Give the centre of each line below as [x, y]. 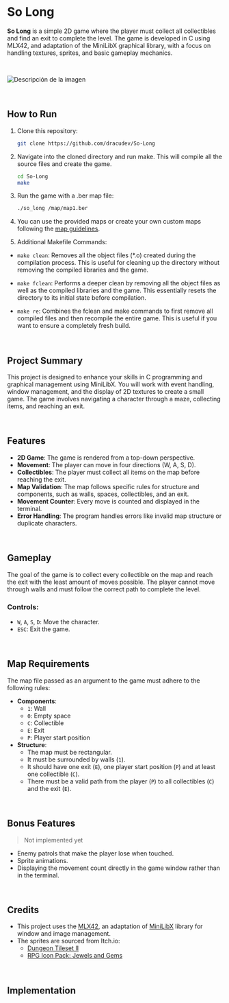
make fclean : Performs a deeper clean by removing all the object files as [119, 283]
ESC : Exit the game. [43, 629]
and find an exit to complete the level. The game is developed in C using [109, 38]
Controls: [23, 606]
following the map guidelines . [58, 229]
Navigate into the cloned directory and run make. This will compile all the [120, 156]
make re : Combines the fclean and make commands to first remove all [115, 311]
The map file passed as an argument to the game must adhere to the [104, 681]
